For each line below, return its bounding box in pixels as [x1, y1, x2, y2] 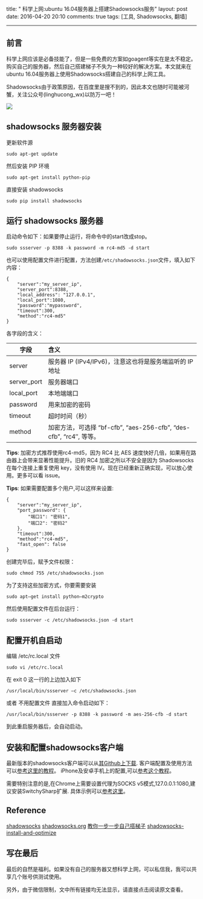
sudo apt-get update [6, 151, 59, 157]
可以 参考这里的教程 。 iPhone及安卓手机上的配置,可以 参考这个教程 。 [6, 767, 175, 774]
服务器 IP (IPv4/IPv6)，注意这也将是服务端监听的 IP [48, 357, 193, 366]
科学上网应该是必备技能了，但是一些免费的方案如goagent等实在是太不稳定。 [6, 55, 196, 62]
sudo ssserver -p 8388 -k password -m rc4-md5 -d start [6, 245, 150, 251]
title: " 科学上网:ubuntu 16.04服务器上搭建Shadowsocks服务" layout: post [6, 5, 188, 12]
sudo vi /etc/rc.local [6, 665, 63, 671]
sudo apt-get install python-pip [6, 174, 91, 181]
